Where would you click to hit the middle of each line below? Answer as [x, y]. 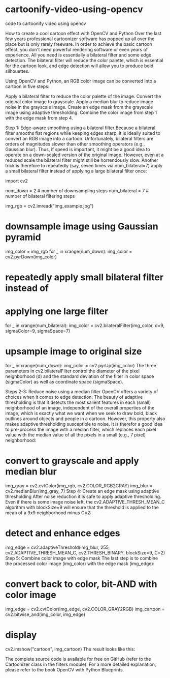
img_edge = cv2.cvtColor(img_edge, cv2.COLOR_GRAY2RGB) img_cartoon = [85, 609]
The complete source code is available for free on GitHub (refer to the [78, 659]
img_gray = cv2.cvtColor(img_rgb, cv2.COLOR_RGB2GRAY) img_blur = [79, 485]
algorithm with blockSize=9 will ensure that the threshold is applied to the [82, 507]
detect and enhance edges [63, 533]
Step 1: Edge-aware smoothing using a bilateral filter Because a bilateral [80, 128]
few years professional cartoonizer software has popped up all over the [80, 39]
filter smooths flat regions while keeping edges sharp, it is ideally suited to [83, 133]
